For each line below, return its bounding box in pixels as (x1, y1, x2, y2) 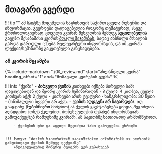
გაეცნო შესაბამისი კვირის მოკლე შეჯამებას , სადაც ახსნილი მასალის (5, 35, 147, 41)
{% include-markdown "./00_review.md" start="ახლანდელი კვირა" (5, 69, 141, 75)
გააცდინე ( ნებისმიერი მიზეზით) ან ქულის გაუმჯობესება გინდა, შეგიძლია (5, 104, 154, 110)
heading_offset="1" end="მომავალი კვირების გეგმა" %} (5, 74, 119, 80)
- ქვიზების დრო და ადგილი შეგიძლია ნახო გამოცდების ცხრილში (14, 123, 137, 128)
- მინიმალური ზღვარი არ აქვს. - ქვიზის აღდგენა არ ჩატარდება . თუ (5, 99, 143, 105)
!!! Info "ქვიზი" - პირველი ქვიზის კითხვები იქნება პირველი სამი (5, 83, 135, 89)
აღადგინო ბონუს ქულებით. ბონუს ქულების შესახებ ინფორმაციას (5, 109, 139, 115)
